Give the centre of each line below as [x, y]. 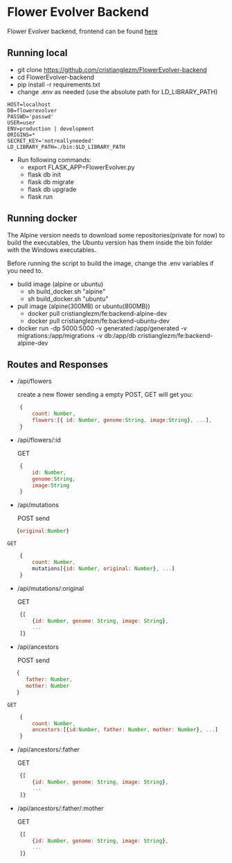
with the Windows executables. [52, 249]
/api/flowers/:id [39, 440]
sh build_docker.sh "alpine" [66, 291]
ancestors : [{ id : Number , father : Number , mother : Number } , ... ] [125, 730]
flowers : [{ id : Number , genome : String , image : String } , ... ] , [122, 420]
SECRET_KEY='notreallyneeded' [51, 141]
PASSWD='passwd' [30, 116]
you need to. [25, 270]
